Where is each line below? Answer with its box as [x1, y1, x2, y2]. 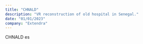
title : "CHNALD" [5, 7, 39, 12]
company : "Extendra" [5, 21, 48, 26]
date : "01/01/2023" [5, 16, 46, 21]
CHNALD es [5, 34, 30, 40]
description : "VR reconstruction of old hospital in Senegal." [5, 12, 139, 17]
